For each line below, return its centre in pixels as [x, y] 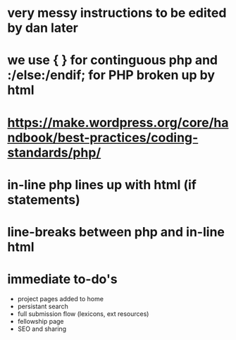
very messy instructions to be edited [117, 13]
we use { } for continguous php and [113, 60]
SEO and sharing [42, 329]
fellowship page [41, 321]
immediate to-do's [62, 279]
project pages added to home [61, 298]
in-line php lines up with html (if [102, 184]
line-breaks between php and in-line [116, 232]
